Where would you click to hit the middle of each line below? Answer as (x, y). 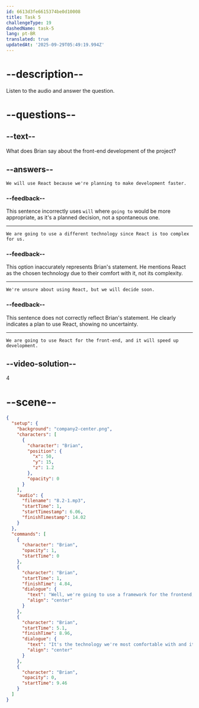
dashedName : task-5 (30, 28)
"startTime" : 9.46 (44, 683)
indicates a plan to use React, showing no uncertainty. (72, 324)
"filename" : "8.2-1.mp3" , (54, 501)
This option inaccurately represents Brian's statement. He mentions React (96, 267)
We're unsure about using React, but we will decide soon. (81, 290)
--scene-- (31, 402)
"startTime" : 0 (41, 556)
